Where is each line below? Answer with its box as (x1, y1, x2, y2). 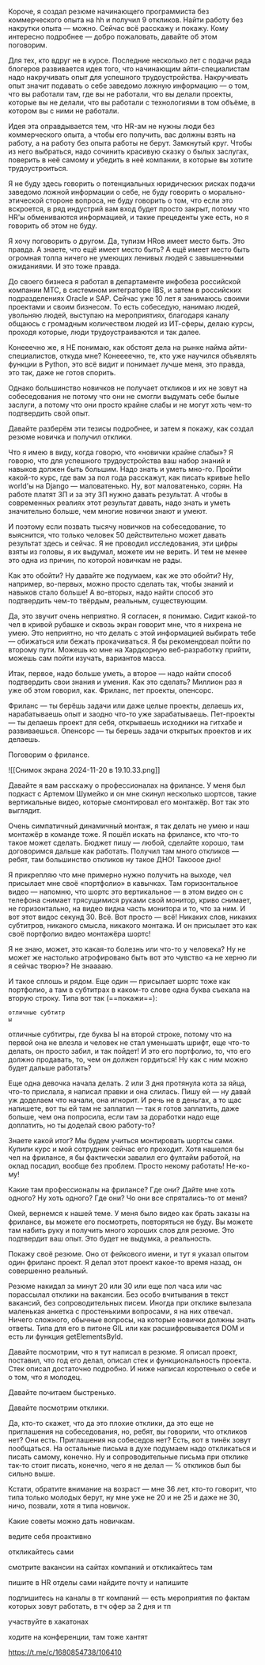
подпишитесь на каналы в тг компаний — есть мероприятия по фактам (8, 1593, 251, 1602)
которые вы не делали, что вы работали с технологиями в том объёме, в (8, 98, 256, 107)
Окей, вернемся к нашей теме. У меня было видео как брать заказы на (8, 1209, 251, 1218)
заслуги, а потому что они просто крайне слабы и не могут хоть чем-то (8, 400, 252, 409)
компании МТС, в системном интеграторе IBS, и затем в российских (8, 285, 242, 295)
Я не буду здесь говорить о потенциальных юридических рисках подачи (8, 179, 256, 188)
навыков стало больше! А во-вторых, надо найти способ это (8, 587, 214, 597)
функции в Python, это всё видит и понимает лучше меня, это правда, (8, 359, 246, 369)
